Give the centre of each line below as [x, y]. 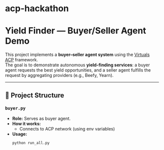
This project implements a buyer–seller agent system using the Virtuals [77, 55]
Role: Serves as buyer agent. [41, 118]
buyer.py [15, 108]
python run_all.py [31, 143]
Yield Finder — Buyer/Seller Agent [76, 31]
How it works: [26, 123]
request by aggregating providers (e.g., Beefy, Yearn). [59, 75]
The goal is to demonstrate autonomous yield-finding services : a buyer [78, 65]
